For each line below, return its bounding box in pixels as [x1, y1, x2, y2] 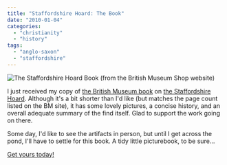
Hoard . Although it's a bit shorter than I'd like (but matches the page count [7, 94, 218, 102]
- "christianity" [13, 29, 63, 36]
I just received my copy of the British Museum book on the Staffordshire [7, 87, 211, 95]
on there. [7, 116, 33, 124]
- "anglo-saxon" [13, 49, 60, 56]
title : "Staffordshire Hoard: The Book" [7, 10, 125, 17]
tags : [7, 42, 23, 49]
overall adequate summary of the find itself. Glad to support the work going [7, 109, 220, 117]
